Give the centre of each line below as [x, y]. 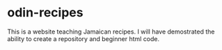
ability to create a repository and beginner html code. [84, 38]
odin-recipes [45, 13]
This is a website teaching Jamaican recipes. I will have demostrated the [111, 32]
